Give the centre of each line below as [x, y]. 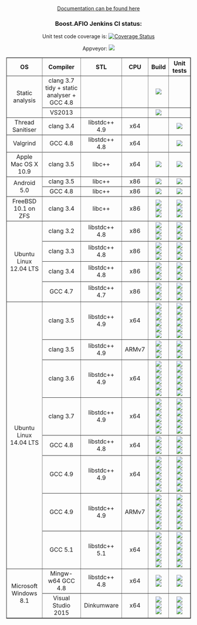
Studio [61, 606]
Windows [24, 593]
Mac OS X [25, 164]
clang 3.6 [62, 379]
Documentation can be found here [98, 9]
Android [25, 183]
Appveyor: [95, 49]
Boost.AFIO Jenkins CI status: [98, 23]
